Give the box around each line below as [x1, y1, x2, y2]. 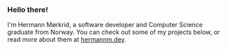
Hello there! [7, 5, 49, 15]
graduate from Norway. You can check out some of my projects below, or [7, 28, 221, 36]
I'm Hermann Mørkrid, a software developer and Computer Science [7, 21, 203, 29]
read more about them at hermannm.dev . [7, 35, 127, 44]
